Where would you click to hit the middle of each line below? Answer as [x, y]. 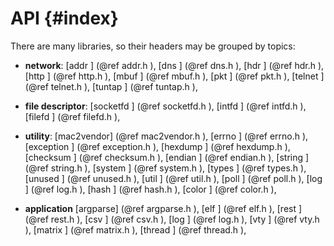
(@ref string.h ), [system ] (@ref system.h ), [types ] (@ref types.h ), [165, 168]
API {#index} [64, 18]
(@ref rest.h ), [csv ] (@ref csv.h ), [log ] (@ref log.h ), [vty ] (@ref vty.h [172, 219]
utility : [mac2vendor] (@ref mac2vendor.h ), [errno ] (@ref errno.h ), [166, 136]
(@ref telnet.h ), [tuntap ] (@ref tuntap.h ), [111, 86]
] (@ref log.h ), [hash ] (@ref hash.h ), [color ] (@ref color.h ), [150, 189]
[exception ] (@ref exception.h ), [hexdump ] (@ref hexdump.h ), [157, 146]
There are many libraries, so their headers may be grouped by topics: [153, 46]
